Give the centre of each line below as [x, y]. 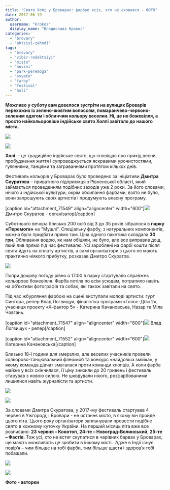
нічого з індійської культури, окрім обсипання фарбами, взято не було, [82, 192]
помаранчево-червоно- [124, 110]
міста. [12, 126]
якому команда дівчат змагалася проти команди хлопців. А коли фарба [83, 365]
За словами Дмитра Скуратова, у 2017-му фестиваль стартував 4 [77, 410]
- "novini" [21, 67]
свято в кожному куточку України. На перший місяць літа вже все [77, 426]
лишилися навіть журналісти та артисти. [49, 381]
